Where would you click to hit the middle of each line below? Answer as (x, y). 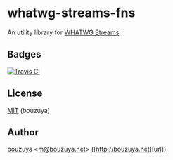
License (25, 94)
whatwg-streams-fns (71, 13)
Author (23, 132)
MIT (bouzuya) (29, 110)
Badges (24, 54)
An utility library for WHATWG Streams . (64, 32)
